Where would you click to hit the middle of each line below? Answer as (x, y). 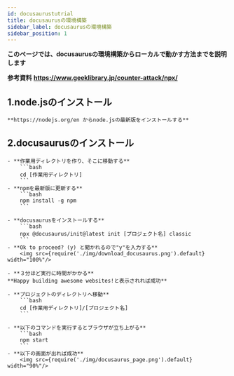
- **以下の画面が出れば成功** (46, 354)
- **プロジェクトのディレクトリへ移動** (58, 294)
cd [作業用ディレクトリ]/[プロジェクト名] (74, 308)
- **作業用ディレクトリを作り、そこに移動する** (69, 161)
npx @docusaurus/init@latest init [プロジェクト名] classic (105, 234)
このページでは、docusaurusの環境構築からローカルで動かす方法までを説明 (117, 54)
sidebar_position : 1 (37, 33)
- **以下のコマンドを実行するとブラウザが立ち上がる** (77, 328)
